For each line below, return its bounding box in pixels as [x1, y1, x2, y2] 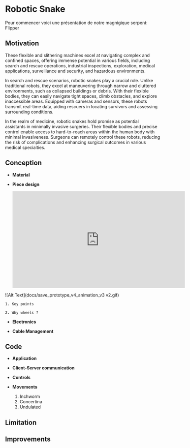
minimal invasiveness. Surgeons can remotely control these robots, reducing [5, 134, 160, 140]
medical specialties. [5, 144, 46, 150]
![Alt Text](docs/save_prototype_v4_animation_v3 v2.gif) [5, 292, 119, 298]
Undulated [19, 404, 41, 410]
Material [12, 172, 30, 178]
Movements [12, 384, 38, 390]
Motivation [5, 39, 39, 48]
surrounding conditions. [5, 109, 54, 115]
